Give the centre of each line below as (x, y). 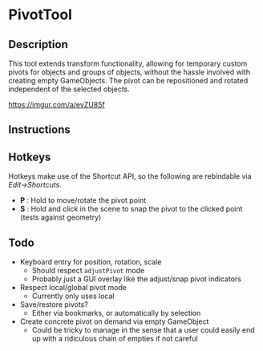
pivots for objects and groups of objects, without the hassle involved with (129, 72)
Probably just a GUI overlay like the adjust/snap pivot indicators (137, 279)
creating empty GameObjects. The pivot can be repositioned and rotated (128, 81)
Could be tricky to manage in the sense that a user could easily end (143, 330)
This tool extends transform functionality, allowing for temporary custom (128, 63)
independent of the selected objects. (69, 89)
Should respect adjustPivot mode (88, 271)
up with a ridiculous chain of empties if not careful (115, 339)
